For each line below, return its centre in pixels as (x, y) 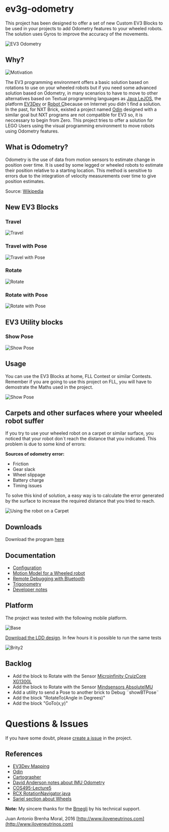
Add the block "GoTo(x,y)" (40, 703)
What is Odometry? (37, 147)
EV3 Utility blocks (34, 322)
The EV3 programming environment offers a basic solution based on (77, 82)
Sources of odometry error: (35, 454)
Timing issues (27, 486)
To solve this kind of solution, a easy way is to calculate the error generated (84, 496)
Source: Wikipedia (24, 191)
